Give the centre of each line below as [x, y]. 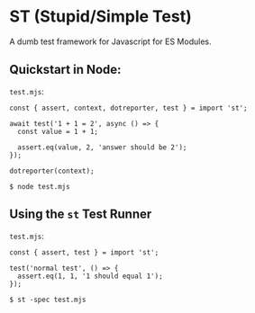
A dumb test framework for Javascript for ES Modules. [110, 41]
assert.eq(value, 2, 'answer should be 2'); [102, 147]
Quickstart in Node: [65, 70]
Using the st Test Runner [81, 215]
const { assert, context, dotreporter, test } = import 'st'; [128, 108]
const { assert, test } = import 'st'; [84, 252]
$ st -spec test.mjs [48, 300]
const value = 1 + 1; [58, 131]
